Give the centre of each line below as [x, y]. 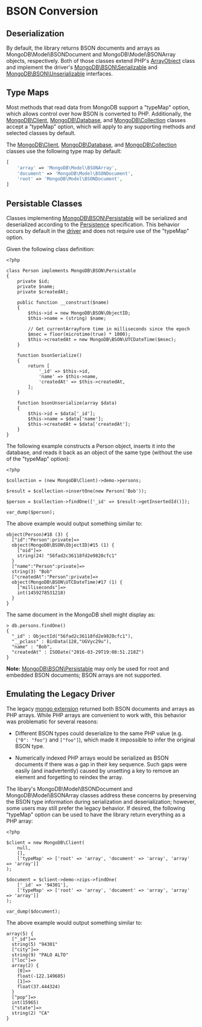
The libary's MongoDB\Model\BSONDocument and [69, 789]
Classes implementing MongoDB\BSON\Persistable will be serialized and [97, 218]
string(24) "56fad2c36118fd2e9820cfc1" [67, 556]
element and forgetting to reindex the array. [69, 777]
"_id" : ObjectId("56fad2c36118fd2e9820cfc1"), [73, 636]
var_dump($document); [33, 911]
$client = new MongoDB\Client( [46, 843]
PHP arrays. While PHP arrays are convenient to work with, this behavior [96, 715]
